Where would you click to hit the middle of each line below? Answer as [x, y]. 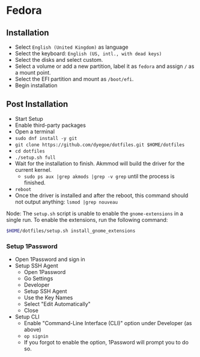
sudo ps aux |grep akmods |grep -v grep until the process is [99, 176]
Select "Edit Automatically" [57, 304]
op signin [36, 336]
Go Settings [38, 278]
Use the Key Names [48, 297]
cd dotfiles [30, 151]
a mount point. [33, 72]
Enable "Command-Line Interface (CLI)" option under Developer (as [108, 323]
